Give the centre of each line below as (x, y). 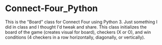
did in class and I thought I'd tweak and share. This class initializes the (76, 27)
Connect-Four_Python (51, 8)
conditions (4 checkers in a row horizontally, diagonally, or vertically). (75, 37)
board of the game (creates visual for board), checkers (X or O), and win (78, 32)
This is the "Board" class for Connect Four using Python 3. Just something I (81, 22)
